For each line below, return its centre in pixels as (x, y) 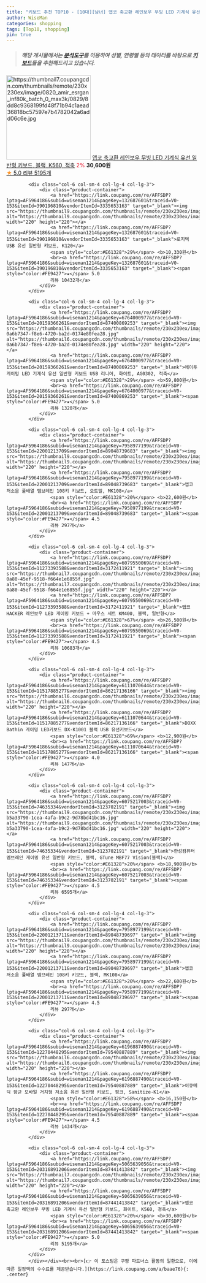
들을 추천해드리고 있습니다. (63, 63)
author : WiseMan (27, 18)
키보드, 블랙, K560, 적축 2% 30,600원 (64, 166)
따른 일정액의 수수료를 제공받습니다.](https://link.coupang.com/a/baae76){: (97, 1270)
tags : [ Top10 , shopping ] (38, 29)
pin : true (19, 35)
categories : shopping (34, 23)
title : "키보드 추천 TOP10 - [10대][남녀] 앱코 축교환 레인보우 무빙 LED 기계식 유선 (103, 12)
